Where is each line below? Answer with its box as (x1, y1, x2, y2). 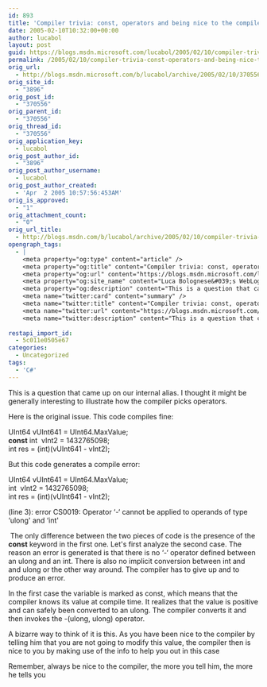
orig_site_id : (8, 78, 56, 86)
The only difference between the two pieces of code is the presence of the (10, 531, 256, 540)
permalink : (8, 56, 44, 64)
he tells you (8, 670, 46, 679)
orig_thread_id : (8, 122, 62, 130)
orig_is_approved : (8, 196, 69, 204)
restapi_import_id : (8, 329, 73, 338)
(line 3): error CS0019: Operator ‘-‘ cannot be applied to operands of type (8, 507, 248, 516)
